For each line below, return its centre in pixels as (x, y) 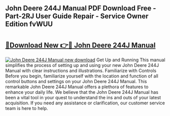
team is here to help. (27, 108)
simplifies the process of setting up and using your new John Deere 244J (82, 65)
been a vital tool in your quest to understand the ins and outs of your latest (83, 98)
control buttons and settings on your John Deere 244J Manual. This (76, 81)
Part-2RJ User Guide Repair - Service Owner (77, 16)
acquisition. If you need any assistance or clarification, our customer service (85, 103)
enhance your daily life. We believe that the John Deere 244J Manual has (82, 92)
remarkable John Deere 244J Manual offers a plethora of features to (77, 87)
